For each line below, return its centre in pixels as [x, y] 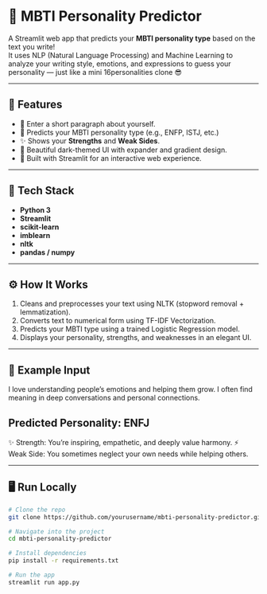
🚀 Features [35, 105]
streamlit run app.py [44, 582]
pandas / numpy [47, 252]
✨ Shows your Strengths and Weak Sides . [90, 141]
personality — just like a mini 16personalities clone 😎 [95, 72]
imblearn [35, 235]
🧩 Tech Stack [41, 191]
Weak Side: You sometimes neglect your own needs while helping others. [128, 454]
